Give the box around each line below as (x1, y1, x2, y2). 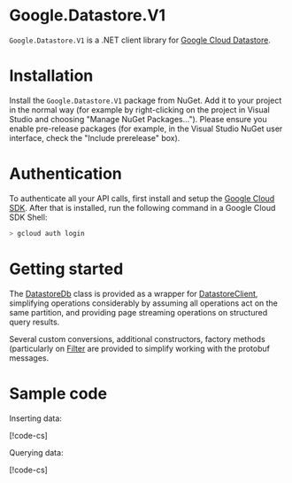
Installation (9, 66, 94, 86)
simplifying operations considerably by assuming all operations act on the (9, 298, 279, 308)
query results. (9, 316, 60, 327)
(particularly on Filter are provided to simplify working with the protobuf (9, 343, 270, 354)
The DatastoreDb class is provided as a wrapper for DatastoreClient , (9, 288, 258, 299)
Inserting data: (9, 413, 62, 424)
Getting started (9, 259, 124, 279)
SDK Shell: (9, 212, 48, 222)
